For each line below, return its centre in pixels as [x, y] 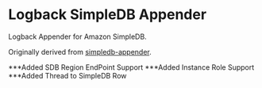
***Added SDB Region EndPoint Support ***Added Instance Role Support [131, 67]
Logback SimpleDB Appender [108, 15]
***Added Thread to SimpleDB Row [67, 75]
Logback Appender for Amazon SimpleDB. [77, 36]
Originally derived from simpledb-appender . [80, 52]
